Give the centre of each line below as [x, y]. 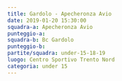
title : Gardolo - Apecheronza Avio [60, 14]
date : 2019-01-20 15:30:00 [47, 20]
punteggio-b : [26, 46]
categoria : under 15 [38, 66]
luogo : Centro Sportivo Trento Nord [61, 60]
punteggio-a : [26, 33]
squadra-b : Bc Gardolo [41, 40]
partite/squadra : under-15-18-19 [56, 54]
